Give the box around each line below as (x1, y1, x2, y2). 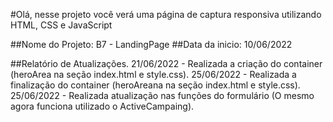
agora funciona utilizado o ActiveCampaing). (10, 100, 195, 112)
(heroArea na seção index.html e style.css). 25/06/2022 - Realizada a (10, 69, 297, 80)
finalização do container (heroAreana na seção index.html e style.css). (10, 79, 301, 91)
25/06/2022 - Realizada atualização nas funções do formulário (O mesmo (10, 90, 315, 101)
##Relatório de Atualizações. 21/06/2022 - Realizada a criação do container (10, 58, 323, 69)
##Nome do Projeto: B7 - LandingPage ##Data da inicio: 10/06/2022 (10, 39, 293, 50)
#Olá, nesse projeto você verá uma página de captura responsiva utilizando (10, 9, 322, 20)
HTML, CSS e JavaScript (10, 19, 113, 31)
